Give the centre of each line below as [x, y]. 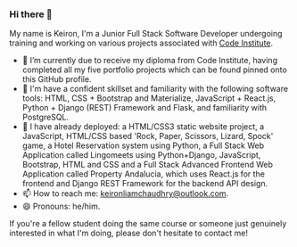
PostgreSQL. [45, 117]
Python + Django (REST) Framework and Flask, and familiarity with [144, 108]
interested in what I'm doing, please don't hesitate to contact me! [128, 233]
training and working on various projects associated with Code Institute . [141, 43]
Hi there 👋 [31, 14]
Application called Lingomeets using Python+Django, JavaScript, [141, 155]
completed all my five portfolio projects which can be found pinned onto [154, 70]
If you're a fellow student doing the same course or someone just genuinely [148, 224]
